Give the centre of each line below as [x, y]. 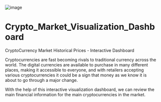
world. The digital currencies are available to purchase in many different [77, 64]
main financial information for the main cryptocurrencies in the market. [75, 94]
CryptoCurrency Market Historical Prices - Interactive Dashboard [70, 50]
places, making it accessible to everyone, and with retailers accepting [74, 70]
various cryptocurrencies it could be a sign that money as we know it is [76, 75]
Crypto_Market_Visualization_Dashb [80, 27]
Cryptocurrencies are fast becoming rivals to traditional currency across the [80, 60]
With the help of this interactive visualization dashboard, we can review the [80, 89]
